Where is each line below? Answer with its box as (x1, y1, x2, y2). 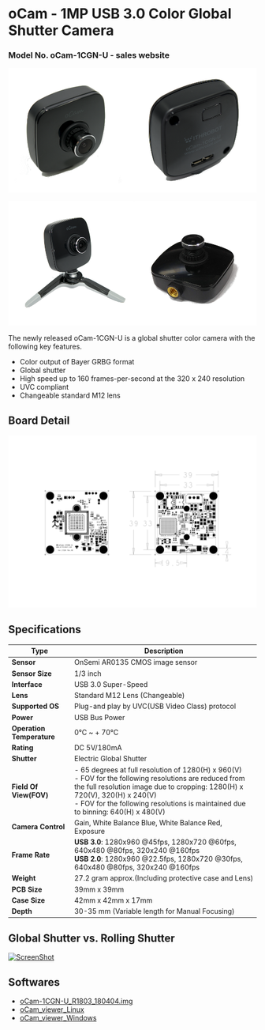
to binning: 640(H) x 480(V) (73, 807, 166, 817)
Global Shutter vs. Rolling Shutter (8, 931, 175, 945)
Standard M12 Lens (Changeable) (73, 691, 185, 700)
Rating (11, 743, 34, 753)
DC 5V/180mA (73, 743, 122, 753)
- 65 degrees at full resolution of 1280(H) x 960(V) (73, 764, 242, 775)
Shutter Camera (8, 21, 114, 40)
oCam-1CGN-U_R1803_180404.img (19, 997, 133, 1006)
